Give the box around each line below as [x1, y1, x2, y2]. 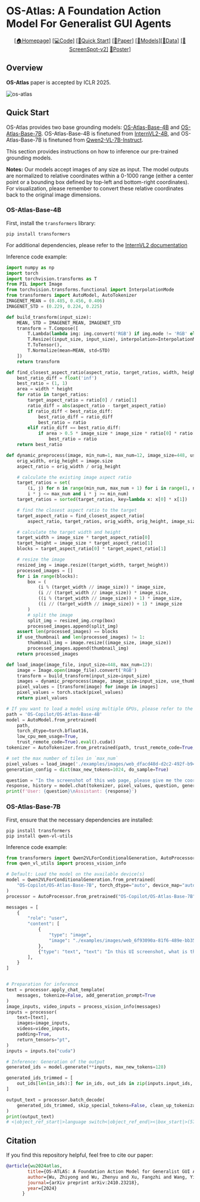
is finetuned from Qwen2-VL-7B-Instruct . [42, 136, 143, 143]
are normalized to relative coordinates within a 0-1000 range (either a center [6, 172, 193, 179]
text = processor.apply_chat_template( [6, 987, 105, 993]
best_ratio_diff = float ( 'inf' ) [17, 375, 97, 381]
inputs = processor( [6, 1009, 58, 1015]
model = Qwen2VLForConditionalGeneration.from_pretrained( [6, 877, 156, 883]
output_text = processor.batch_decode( [6, 1097, 105, 1103]
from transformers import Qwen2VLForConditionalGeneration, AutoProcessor [6, 855, 196, 861]
